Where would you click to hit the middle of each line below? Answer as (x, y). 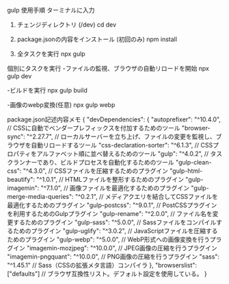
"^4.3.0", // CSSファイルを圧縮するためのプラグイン (96, 171)
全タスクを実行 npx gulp (51, 54)
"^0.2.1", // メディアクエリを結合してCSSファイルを (147, 197)
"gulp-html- (186, 171)
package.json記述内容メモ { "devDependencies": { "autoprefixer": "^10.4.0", (114, 119)
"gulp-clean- (193, 162)
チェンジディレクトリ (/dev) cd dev (67, 25)
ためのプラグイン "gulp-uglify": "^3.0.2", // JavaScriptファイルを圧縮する (115, 231)
